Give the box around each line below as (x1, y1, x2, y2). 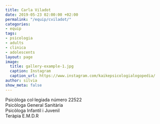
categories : (5, 21, 30, 27)
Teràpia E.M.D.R (5, 112, 39, 119)
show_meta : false (5, 82, 42, 88)
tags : (5, 31, 17, 36)
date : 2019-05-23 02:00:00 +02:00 (5, 12, 79, 17)
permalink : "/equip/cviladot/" (5, 17, 72, 22)
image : (5, 59, 19, 64)
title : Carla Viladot (5, 7, 51, 13)
